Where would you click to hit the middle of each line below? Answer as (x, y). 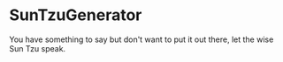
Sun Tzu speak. (38, 48)
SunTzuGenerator (76, 15)
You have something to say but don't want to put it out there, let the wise (141, 39)
